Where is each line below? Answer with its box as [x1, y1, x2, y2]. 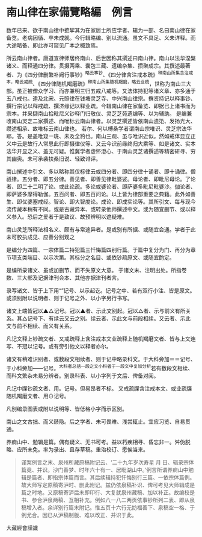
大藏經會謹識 [6, 524, 38, 531]
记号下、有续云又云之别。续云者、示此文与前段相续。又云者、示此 [27, 315, 191, 322]
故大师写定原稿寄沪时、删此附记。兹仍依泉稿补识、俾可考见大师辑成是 [20, 481, 195, 488]
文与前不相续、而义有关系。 [6, 322, 75, 330]
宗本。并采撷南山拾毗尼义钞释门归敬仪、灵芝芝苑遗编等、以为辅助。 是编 [6, 110, 187, 118]
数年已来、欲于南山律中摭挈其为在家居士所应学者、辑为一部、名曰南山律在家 [6, 27, 196, 34]
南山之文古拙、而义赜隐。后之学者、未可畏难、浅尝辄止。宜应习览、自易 [6, 418, 185, 425]
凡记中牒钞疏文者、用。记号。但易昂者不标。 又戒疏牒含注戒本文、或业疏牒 [6, 385, 192, 392]
